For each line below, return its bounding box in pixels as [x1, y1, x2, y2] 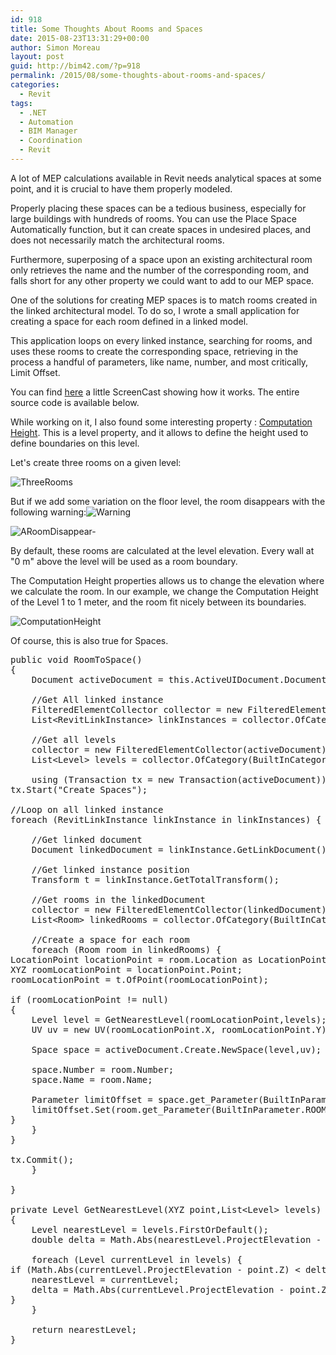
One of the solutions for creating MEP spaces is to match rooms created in [10, 294, 318, 306]
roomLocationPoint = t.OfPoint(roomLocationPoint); [10, 974, 270, 985]
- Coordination [19, 136, 83, 146]
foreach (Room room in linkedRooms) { [31, 944, 222, 955]
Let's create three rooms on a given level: [10, 456, 182, 468]
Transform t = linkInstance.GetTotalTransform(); [31, 874, 280, 885]
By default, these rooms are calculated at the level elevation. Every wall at [10, 544, 315, 556]
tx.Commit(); [10, 1154, 75, 1165]
